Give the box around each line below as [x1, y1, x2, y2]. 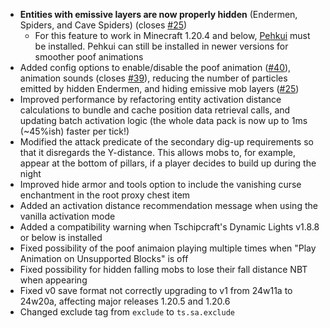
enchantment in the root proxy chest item [19, 189, 191, 201]
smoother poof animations [34, 51, 144, 63]
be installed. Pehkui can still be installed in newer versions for [34, 40, 289, 52]
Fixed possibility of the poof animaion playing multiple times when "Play [19, 242, 317, 254]
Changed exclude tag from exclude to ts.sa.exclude [19, 306, 235, 318]
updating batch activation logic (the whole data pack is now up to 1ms [19, 115, 308, 126]
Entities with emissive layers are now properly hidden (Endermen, [19, 9, 298, 20]
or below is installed [19, 232, 103, 243]
